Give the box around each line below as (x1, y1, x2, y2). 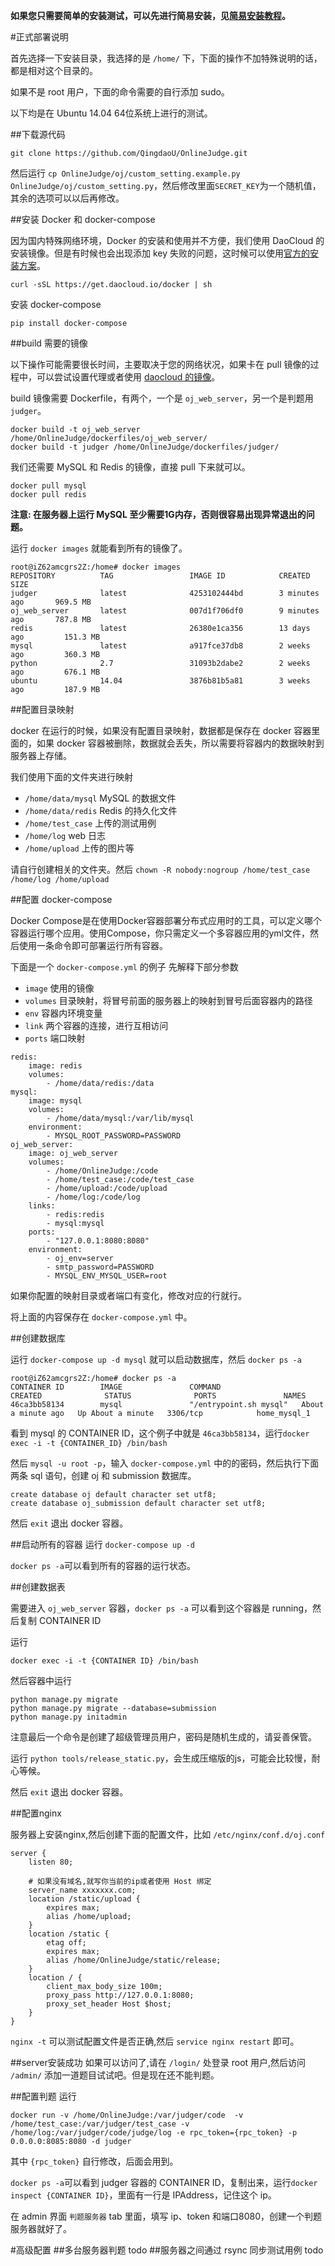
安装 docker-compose (10, 299, 102, 310)
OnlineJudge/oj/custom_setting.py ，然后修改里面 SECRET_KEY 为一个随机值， (10, 180, 322, 191)
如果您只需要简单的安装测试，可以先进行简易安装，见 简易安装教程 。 (10, 10, 291, 21)
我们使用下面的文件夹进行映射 (10, 771, 133, 783)
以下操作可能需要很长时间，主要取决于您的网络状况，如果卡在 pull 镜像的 (10, 359, 311, 370)
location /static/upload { (28, 1894, 141, 1904)
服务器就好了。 (10, 2223, 72, 2234)
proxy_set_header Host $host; (46, 1999, 172, 2009)
